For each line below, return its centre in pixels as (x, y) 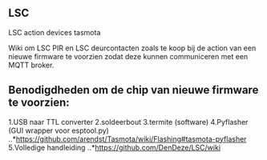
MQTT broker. (31, 65)
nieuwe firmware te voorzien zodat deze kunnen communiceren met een (128, 56)
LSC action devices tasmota (55, 32)
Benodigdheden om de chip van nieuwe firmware (133, 90)
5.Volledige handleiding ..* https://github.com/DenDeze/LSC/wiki (115, 147)
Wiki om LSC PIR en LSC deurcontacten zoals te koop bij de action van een (132, 48)
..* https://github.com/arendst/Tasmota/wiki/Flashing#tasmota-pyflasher (127, 138)
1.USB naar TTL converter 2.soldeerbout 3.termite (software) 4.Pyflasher (128, 122)
